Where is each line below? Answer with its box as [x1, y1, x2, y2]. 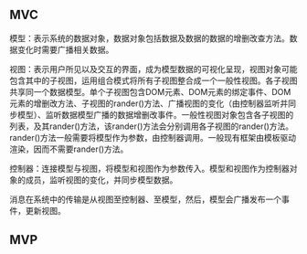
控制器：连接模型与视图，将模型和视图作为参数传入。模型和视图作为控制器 [9, 163, 290, 174]
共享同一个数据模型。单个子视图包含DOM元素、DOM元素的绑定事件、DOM [9, 86, 291, 97]
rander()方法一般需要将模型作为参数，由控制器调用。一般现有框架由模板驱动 [9, 132, 297, 143]
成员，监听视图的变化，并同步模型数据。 [25, 174, 178, 185]
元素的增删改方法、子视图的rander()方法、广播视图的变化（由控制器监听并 [9, 98, 289, 109]
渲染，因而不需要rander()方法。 [9, 143, 129, 154]
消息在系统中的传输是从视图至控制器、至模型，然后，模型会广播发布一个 [9, 194, 281, 205]
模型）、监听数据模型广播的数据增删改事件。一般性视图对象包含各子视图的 [16, 109, 294, 120]
